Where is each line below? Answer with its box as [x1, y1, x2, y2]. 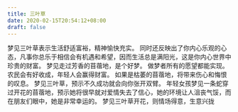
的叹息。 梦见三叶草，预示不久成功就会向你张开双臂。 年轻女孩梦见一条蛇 [7, 79, 222, 88]
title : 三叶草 [7, 10, 46, 18]
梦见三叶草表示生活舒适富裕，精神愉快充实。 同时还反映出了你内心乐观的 [7, 44, 221, 52]
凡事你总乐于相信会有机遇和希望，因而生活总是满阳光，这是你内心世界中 [19, 52, 232, 61]
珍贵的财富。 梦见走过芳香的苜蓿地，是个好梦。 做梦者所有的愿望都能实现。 [7, 62, 229, 70]
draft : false [7, 23, 46, 30]
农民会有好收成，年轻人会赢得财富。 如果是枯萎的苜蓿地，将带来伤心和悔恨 [7, 70, 227, 79]
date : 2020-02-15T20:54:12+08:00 [7, 17, 107, 24]
